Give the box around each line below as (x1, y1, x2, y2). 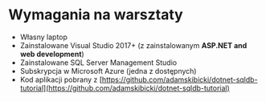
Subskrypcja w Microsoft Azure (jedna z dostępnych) (19, 66, 197, 75)
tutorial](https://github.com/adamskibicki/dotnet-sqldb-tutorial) (19, 83, 231, 93)
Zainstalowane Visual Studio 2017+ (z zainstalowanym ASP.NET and (19, 40, 248, 50)
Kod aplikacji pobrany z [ (19, 75, 103, 84)
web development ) (19, 49, 84, 59)
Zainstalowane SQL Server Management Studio (19, 58, 178, 67)
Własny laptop (19, 32, 68, 42)
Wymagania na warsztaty (8, 6, 183, 24)
